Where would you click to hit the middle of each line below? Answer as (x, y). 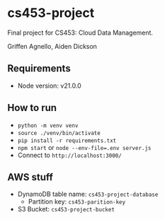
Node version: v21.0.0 (49, 86)
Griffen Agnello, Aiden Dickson (52, 46)
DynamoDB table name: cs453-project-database (88, 194)
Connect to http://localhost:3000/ (69, 155)
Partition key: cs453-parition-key (77, 202)
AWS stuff (30, 177)
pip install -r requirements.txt (67, 140)
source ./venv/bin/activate (59, 133)
